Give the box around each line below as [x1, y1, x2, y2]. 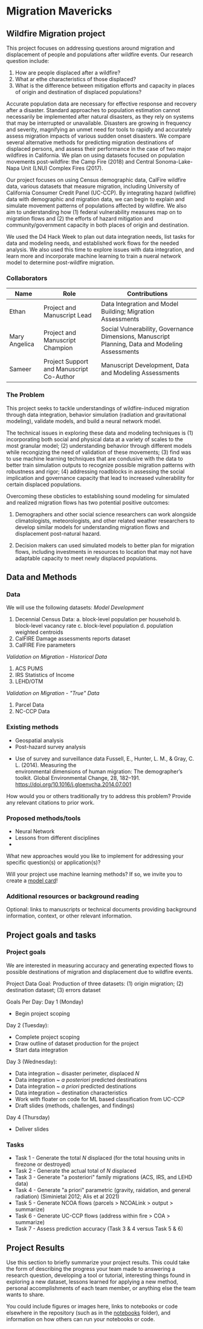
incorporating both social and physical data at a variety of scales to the [6, 435, 183, 443]
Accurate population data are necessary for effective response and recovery [6, 100, 197, 107]
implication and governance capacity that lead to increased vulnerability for [6, 474, 195, 481]
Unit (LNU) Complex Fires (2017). [21, 165, 104, 172]
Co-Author [43, 373, 76, 381]
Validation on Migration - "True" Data [6, 690, 100, 697]
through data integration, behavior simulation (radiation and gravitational [6, 411, 186, 418]
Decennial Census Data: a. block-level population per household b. [14, 616, 181, 623]
